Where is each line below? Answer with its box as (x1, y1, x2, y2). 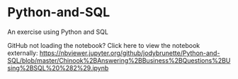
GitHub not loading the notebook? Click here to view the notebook (7, 41, 200, 49)
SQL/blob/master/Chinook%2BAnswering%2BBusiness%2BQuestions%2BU (7, 56, 231, 64)
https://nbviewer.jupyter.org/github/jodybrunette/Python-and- (39, 49, 220, 57)
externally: (7, 49, 38, 57)
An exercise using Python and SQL (7, 28, 108, 36)
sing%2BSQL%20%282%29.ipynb (7, 63, 109, 72)
